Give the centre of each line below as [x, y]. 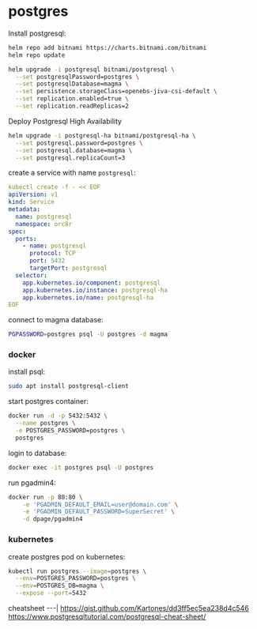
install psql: [27, 372]
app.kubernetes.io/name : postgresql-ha [88, 298]
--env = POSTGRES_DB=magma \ [60, 586]
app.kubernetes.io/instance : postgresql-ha [95, 290]
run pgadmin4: [32, 482]
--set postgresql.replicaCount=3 [70, 158]
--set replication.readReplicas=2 [72, 106]
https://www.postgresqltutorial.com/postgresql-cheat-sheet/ [107, 617]
